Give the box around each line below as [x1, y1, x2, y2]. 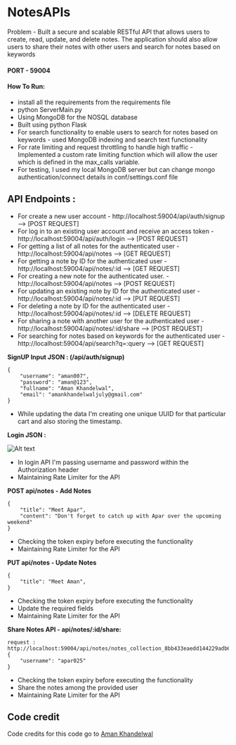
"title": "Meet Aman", [20, 578, 86, 585]
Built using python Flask [17, 120, 88, 129]
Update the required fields [17, 603, 93, 613]
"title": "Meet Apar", [20, 506, 86, 513]
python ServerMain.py [17, 105, 82, 113]
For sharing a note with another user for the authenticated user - [17, 316, 205, 325]
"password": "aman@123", [20, 378, 93, 386]
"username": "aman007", [20, 372, 90, 380]
